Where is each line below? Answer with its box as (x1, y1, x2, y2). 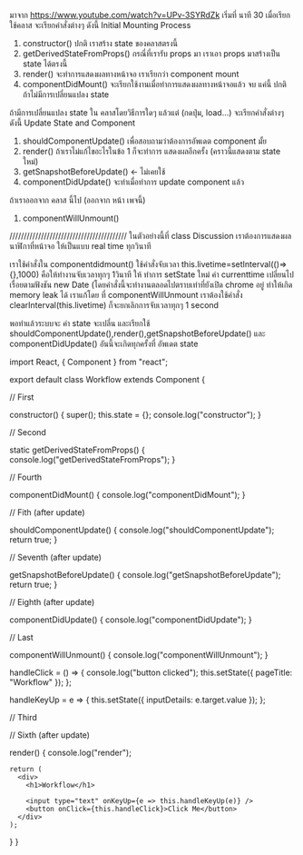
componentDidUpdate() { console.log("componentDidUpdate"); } (9, 614, 252, 625)
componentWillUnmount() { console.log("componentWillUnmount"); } (9, 650, 269, 660)
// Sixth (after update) (9, 730, 91, 741)
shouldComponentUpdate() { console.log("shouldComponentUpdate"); (9, 524, 275, 535)
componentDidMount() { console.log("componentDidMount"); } (9, 490, 246, 500)
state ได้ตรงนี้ (22, 58, 68, 69)
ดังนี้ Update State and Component (9, 117, 136, 128)
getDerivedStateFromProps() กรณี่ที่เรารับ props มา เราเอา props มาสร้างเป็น (22, 48, 281, 59)
